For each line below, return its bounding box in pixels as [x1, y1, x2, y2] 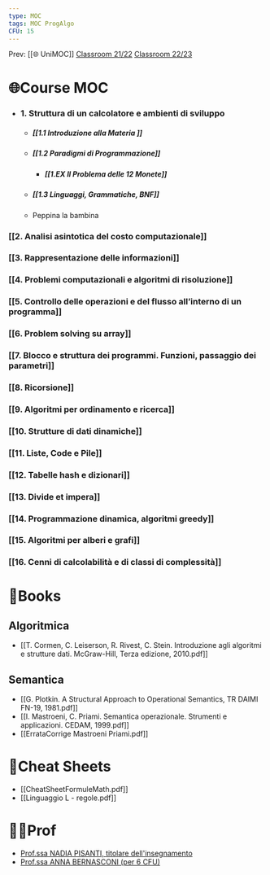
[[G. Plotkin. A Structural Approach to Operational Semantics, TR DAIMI [20, 694, 259, 704]
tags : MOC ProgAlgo [8, 20, 75, 28]
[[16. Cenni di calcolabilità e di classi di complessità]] [8, 557, 222, 568]
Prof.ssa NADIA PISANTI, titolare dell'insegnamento [20, 848, 193, 859]
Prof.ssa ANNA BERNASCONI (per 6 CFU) [20, 857, 161, 867]
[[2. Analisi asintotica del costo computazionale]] [8, 230, 207, 242]
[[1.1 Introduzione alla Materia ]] [32, 128, 142, 138]
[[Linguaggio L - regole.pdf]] [20, 793, 116, 803]
